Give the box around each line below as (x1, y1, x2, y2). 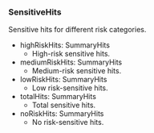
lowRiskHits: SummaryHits (19, 75, 107, 85)
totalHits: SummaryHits (19, 92, 96, 102)
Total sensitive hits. (31, 100, 96, 110)
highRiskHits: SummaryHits (19, 40, 111, 50)
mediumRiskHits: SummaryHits (19, 57, 123, 67)
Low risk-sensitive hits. (31, 83, 108, 93)
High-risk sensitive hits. (31, 49, 111, 59)
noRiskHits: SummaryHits (19, 109, 104, 118)
